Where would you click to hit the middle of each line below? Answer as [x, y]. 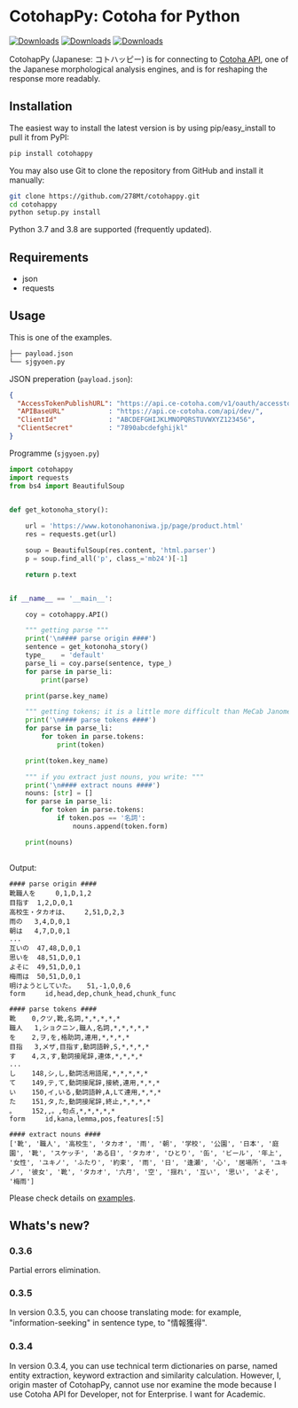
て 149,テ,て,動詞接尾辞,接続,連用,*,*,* [85, 1083]
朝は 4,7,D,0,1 [40, 931]
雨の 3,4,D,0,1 [40, 921]
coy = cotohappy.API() [67, 614]
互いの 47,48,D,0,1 [45, 948]
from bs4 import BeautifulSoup [67, 486]
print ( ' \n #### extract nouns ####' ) [93, 785]
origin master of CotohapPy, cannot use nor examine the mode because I [143, 1384]
